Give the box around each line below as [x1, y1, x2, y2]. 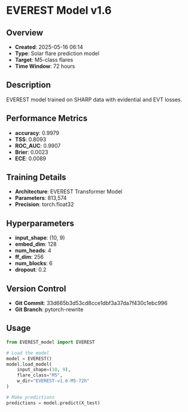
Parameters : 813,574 [14, 195, 67, 202]
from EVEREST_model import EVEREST [6, 339, 95, 345]
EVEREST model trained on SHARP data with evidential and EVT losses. [6, 95, 183, 103]
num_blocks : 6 [14, 259, 53, 267]
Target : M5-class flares [14, 56, 74, 63]
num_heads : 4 [14, 247, 52, 254]
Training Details [6, 172, 66, 183]
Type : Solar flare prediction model [14, 50, 100, 57]
